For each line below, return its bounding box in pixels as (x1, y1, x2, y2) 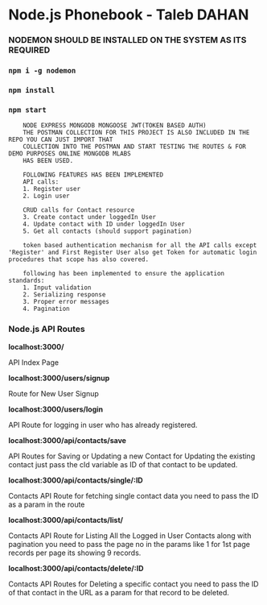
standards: (8, 276, 45, 285)
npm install (8, 85, 55, 94)
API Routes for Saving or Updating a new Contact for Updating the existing (8, 451, 256, 461)
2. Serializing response (23, 291, 106, 299)
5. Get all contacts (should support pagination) (23, 227, 193, 235)
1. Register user (23, 185, 81, 193)
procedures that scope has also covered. (8, 255, 150, 263)
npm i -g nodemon (8, 66, 76, 76)
